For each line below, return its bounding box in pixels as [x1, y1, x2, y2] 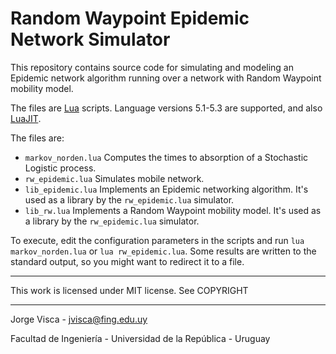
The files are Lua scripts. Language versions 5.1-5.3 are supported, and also [10, 102, 323, 114]
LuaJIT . [10, 112, 42, 124]
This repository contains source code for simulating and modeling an [10, 61, 294, 73]
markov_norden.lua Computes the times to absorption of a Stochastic [24, 151, 309, 163]
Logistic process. [24, 162, 97, 174]
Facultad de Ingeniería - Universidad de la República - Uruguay [10, 332, 271, 344]
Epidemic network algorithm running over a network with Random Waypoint [10, 72, 322, 84]
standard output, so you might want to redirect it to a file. [10, 255, 245, 267]
